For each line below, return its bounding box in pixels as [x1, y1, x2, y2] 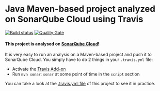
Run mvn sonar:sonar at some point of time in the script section [12, 71, 140, 77]
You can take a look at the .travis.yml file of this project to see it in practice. [5, 81, 155, 87]
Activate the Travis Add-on [12, 66, 66, 72]
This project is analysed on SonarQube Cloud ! [5, 41, 100, 46]
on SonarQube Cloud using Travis [5, 14, 144, 25]
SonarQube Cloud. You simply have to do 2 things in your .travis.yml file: [5, 57, 153, 62]
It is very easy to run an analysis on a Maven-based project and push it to [5, 52, 152, 58]
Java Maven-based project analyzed [5, 3, 156, 15]
